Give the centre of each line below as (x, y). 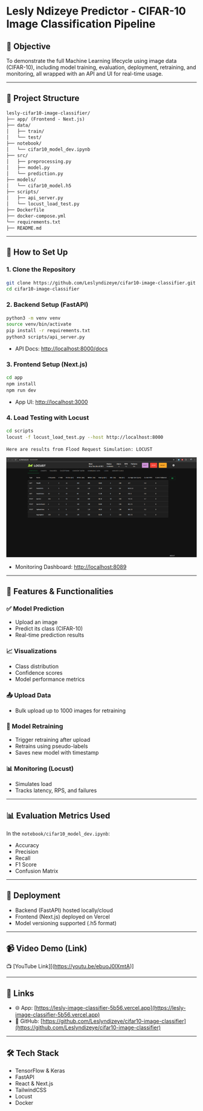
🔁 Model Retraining (35, 726)
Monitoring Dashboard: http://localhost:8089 (71, 567)
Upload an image (36, 622)
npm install (21, 384)
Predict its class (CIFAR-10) (49, 628)
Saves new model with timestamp (57, 752)
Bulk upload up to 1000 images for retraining (70, 711)
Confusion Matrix (37, 871)
